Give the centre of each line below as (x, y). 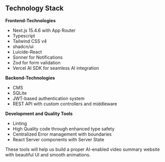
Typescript (24, 35)
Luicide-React (27, 52)
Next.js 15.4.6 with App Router (44, 30)
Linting (20, 123)
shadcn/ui (23, 46)
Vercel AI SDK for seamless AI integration (56, 68)
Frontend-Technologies (30, 20)
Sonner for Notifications (37, 57)
